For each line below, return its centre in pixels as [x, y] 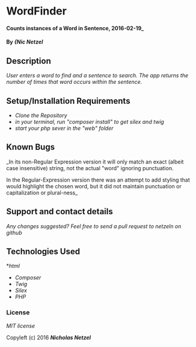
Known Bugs [31, 147]
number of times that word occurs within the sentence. [74, 82]
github [14, 232]
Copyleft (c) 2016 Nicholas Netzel [49, 337]
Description [29, 61]
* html [13, 266]
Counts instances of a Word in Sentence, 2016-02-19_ [75, 28]
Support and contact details [60, 212]
